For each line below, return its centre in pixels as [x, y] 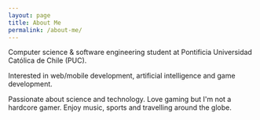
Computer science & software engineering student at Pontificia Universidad [130, 53]
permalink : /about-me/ [45, 30]
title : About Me [35, 23]
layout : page [29, 15]
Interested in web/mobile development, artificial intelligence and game [122, 76]
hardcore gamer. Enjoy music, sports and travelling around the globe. [120, 107]
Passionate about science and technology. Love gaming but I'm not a [120, 100]
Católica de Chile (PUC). [48, 60]
